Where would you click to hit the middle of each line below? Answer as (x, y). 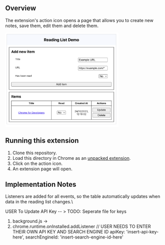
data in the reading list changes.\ (39, 202)
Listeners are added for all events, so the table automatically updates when (83, 196)
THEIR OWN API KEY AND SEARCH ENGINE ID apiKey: (69, 232)
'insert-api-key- (142, 232)
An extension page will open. (42, 169)
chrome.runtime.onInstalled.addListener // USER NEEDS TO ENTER (82, 226)
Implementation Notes (41, 185)
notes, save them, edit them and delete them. (52, 26)
